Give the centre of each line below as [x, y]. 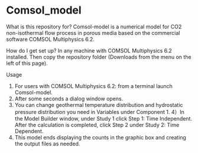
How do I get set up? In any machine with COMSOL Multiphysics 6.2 [89, 50]
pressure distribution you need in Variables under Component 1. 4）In [100, 112]
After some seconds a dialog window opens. [69, 99]
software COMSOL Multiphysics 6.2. [50, 39]
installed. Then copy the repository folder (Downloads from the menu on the [99, 57]
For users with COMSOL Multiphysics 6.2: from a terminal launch [94, 86]
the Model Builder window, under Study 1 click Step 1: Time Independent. [103, 118]
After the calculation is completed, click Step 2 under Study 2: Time [97, 125]
